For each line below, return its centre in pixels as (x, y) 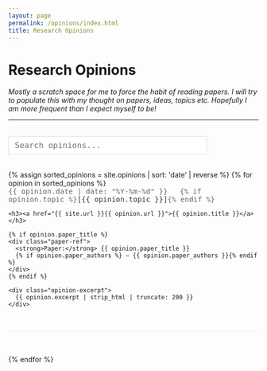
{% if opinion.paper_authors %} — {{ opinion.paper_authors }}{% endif (137, 256)
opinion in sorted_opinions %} (57, 183)
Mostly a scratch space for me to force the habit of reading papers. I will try (133, 92)
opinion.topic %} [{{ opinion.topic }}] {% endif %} (112, 199)
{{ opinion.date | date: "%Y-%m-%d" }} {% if (105, 191)
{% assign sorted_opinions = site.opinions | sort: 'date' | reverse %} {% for (130, 175)
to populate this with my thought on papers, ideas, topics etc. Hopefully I (128, 100)
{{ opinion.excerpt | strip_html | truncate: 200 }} (104, 298)
